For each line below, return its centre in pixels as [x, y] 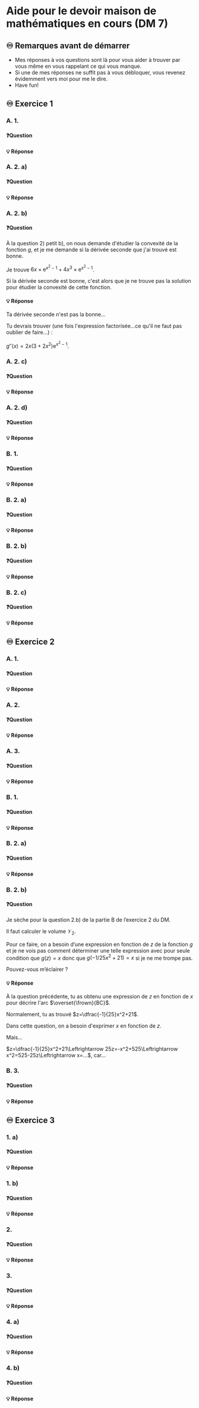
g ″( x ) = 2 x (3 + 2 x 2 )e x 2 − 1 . [38, 345]
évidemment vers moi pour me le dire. [61, 79]
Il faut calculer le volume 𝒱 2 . [41, 932]
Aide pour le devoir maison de [81, 11]
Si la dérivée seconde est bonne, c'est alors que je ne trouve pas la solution [99, 281]
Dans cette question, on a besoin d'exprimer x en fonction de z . [84, 1026]
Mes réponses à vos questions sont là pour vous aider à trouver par [97, 60]
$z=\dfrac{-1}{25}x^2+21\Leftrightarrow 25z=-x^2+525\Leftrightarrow [92, 1049]
